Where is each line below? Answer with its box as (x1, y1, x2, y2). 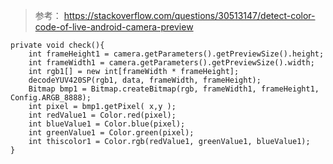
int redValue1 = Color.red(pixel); (28, 110, 177, 120)
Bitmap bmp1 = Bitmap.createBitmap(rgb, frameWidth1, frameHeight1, (28, 84, 320, 94)
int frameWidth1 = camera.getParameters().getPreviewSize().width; (28, 58, 315, 68)
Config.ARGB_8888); (10, 93, 92, 103)
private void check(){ (10, 40, 105, 50)
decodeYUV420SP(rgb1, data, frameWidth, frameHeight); (28, 75, 262, 85)
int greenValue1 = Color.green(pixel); (28, 128, 195, 138)
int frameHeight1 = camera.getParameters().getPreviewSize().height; (28, 49, 325, 59)
